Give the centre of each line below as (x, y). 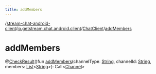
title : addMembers (24, 9)
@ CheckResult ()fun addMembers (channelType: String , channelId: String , (78, 61)
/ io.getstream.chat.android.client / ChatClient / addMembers (74, 28)
